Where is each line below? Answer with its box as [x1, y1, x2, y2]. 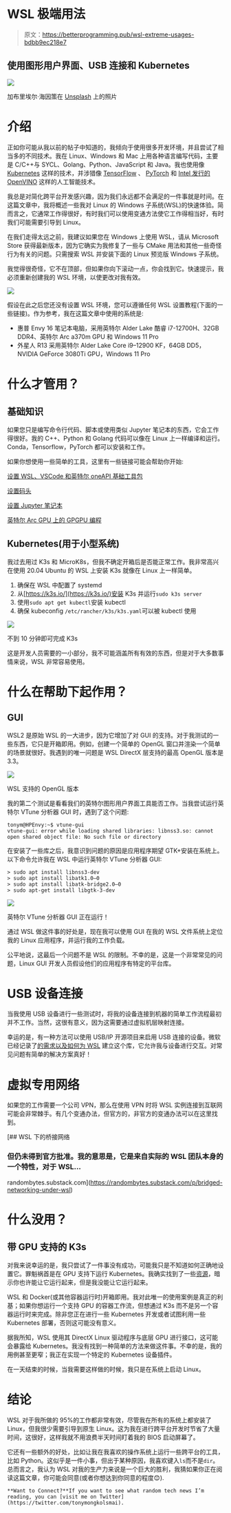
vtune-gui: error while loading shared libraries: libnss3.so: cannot [7, 827, 214, 834]
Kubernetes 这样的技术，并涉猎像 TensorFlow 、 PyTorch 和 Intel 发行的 [7, 169, 211, 177]
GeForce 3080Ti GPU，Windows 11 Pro [39, 349, 151, 358]
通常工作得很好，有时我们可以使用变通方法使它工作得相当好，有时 [36, 209, 224, 218]
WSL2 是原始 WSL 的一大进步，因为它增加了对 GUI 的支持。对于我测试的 [7, 731, 213, 739]
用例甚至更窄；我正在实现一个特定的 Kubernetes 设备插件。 [7, 1350, 176, 1359]
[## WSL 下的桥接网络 [7, 1133, 70, 1141]
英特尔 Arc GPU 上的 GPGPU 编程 [7, 516, 102, 524]
